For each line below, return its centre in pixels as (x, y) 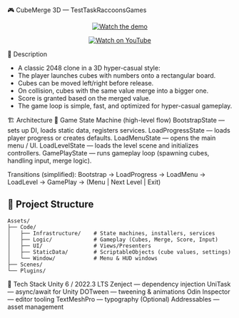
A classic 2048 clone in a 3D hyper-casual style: (89, 68)
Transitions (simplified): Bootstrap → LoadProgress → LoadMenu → (107, 174)
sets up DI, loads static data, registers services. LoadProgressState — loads (119, 130)
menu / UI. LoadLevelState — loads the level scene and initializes (103, 145)
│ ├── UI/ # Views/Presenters (80, 246)
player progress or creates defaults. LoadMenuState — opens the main (112, 138)
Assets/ (19, 221)
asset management (36, 307)
